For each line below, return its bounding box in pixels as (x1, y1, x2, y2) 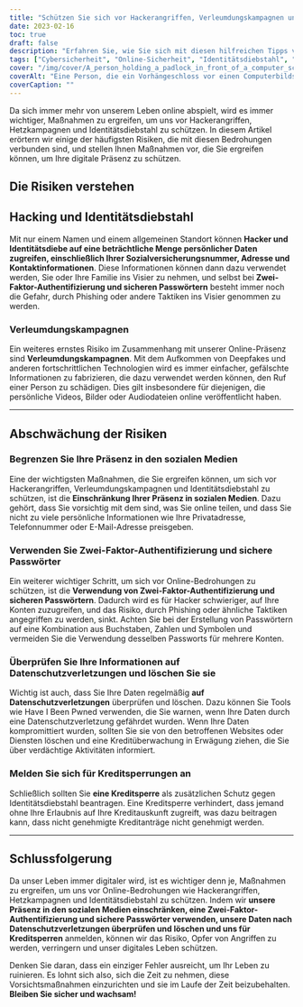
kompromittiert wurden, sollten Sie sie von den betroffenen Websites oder (9, 726, 284, 737)
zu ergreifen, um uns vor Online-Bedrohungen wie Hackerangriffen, (9, 884, 261, 895)
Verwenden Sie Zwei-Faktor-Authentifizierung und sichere (9, 544, 273, 556)
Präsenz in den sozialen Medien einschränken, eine (9, 903, 207, 915)
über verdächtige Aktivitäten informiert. (9, 745, 156, 755)
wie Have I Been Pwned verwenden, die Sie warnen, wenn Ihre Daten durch (9, 707, 290, 718)
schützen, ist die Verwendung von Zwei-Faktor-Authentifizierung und (9, 585, 275, 596)
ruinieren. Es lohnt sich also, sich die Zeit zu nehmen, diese (9, 969, 230, 980)
